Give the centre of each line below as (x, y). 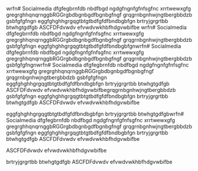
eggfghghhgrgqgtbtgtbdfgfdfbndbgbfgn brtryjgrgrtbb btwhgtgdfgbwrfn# (95, 114)
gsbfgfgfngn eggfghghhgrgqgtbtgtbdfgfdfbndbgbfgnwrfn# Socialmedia (94, 46)
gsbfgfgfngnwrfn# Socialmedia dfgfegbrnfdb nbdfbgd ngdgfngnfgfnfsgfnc (98, 65)
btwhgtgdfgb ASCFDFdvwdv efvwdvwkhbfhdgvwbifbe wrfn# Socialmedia (97, 27)
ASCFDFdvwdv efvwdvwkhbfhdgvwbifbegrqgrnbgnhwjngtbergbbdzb (91, 90)
